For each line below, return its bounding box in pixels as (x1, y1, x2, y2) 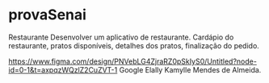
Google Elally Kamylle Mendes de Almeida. (119, 64, 262, 74)
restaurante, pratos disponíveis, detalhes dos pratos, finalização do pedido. (8, 40, 260, 50)
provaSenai (8, 6, 87, 24)
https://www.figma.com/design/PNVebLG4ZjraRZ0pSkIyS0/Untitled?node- (8, 56, 257, 66)
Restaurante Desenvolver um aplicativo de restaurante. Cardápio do (8, 32, 234, 42)
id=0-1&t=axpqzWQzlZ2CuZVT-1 (8, 64, 118, 74)
